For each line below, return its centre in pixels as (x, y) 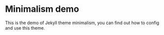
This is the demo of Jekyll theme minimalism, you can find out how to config (82, 23)
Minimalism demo (42, 9)
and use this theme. (25, 28)
